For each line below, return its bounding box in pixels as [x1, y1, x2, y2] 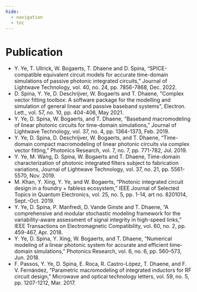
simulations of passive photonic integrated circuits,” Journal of [14, 78, 167, 85]
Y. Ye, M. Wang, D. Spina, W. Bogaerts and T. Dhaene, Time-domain [14, 153, 180, 160]
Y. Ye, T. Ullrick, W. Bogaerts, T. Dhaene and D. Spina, [14, 65, 146, 72]
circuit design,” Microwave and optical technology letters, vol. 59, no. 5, [14, 273, 189, 280]
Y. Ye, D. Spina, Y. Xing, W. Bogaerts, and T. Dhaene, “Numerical [14, 235, 173, 242]
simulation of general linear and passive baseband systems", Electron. [14, 103, 186, 110]
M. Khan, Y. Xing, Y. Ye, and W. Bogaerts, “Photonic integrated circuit [14, 179, 184, 186]
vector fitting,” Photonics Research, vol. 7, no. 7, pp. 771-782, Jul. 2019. [14, 147, 188, 154]
